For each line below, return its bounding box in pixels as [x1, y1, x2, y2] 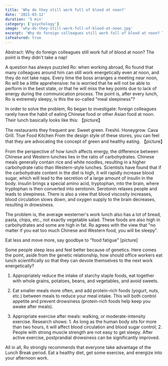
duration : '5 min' [5, 17, 43, 22]
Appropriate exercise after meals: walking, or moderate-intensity [12, 313, 146, 319]
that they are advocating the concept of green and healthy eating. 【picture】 [5, 138, 165, 144]
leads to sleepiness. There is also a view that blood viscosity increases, [5, 191, 152, 197]
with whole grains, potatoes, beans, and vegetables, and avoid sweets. [12, 278, 159, 284]
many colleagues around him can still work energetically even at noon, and [5, 69, 159, 75]
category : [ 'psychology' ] [5, 21, 59, 27]
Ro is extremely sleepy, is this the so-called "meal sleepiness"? [5, 96, 135, 102]
